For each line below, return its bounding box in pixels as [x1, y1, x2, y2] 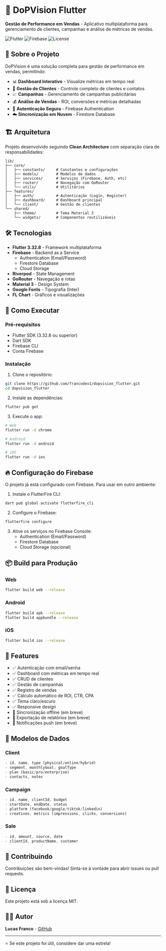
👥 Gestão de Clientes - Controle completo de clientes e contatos [12, 85, 145, 91]
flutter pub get [5, 405, 39, 410]
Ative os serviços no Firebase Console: [12, 528, 92, 534]
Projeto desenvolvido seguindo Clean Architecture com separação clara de [5, 144, 160, 150]
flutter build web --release [5, 587, 65, 592]
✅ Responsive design [12, 704, 56, 710]
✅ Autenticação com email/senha [12, 665, 81, 671]
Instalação [5, 360, 31, 367]
